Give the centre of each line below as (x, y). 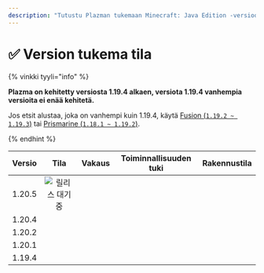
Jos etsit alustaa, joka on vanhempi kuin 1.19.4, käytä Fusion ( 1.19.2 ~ (121, 115)
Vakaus (96, 163)
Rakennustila (227, 163)
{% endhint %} (32, 139)
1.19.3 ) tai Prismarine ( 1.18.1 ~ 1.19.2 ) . (74, 123)
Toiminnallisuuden (156, 158)
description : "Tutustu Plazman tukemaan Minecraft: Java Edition (117, 15)
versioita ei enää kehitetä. (51, 100)
